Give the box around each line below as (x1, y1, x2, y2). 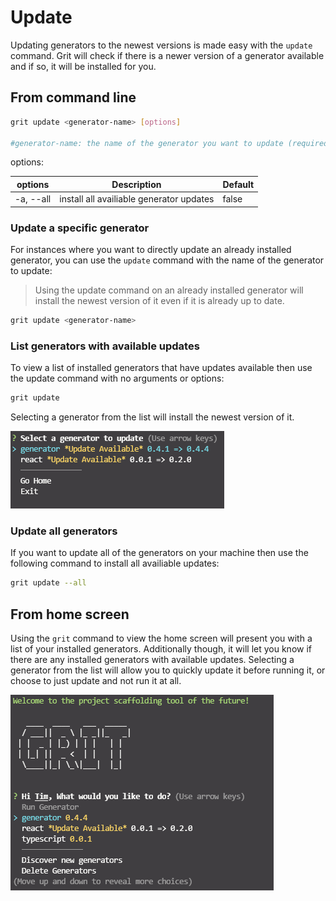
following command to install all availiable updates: (10, 557, 220, 570)
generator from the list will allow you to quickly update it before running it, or (10, 664, 326, 676)
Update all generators (10, 524, 118, 538)
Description (111, 178, 162, 190)
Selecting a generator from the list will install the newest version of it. (10, 411, 295, 423)
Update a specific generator (10, 221, 150, 235)
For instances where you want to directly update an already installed (10, 243, 292, 255)
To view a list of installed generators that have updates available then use (10, 362, 313, 374)
